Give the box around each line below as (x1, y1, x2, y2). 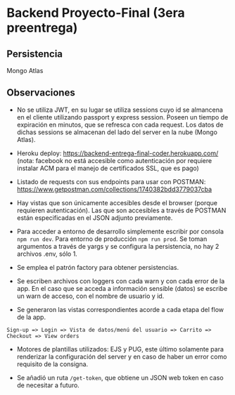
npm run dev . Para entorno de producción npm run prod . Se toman (16, 234, 208, 243)
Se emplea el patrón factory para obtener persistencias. (16, 263, 179, 271)
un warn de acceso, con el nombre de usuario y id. (16, 292, 165, 300)
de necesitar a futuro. (16, 381, 80, 389)
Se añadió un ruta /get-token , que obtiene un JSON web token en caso (16, 373, 224, 382)
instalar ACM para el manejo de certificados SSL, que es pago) (16, 164, 200, 172)
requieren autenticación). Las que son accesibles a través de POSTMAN (16, 206, 227, 214)
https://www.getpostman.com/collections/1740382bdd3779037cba (16, 185, 212, 193)
